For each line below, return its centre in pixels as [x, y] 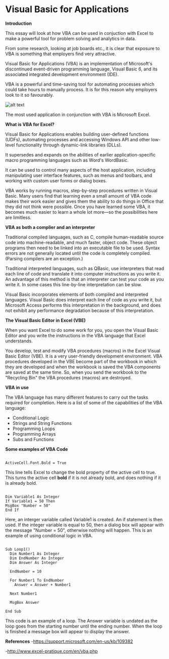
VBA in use [17, 387]
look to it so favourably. [30, 95]
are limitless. [18, 217]
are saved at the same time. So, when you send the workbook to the [76, 372]
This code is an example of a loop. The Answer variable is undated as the [81, 621]
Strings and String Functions [42, 423]
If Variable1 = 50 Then [30, 501]
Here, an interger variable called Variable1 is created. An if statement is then [84, 519]
